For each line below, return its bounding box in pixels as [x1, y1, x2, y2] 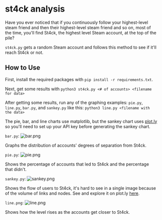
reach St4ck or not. [5, 50, 44, 55]
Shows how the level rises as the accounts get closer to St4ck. [5, 209, 130, 215]
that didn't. [5, 166, 27, 172]
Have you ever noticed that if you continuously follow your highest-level [5, 19, 148, 25]
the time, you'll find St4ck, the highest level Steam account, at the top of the [5, 30, 157, 35]
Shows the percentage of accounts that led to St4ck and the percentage [5, 161, 149, 167]
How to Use [5, 64, 41, 72]
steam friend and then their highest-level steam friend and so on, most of [5, 24, 151, 30]
